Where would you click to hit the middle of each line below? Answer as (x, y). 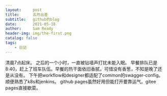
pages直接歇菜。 (23, 88)
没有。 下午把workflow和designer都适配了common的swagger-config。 (89, 75)
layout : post (24, 10)
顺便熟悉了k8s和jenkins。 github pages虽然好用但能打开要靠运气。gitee (81, 81)
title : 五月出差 (27, 15)
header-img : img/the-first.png (38, 33)
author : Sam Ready (29, 29)
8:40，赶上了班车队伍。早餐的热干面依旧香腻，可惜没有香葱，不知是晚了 (81, 69)
